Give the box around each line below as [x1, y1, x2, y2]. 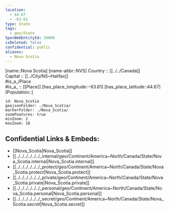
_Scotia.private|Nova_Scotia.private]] [12, 180, 90, 186]
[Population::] [5, 89, 34, 95]
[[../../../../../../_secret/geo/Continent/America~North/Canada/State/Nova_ [12, 196, 164, 202]
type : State [5, 21, 30, 27]
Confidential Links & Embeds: [5, 134, 100, 143]
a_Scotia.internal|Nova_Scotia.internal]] [12, 159, 95, 165]
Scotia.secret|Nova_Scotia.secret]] [12, 201, 85, 207]
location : [5, 7, 26, 13]
